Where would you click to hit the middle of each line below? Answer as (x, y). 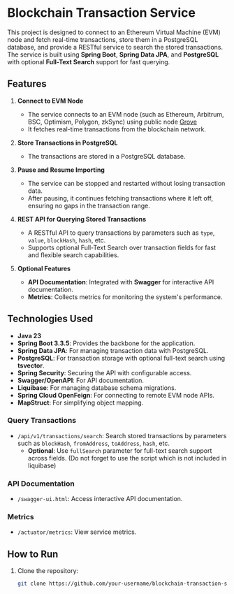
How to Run (33, 554)
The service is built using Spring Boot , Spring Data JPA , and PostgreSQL (113, 55)
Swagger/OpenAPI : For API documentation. (81, 380)
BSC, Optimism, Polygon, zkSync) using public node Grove (112, 122)
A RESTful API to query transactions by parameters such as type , (121, 233)
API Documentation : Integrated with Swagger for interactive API (121, 282)
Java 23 (29, 335)
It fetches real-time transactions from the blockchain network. (117, 129)
